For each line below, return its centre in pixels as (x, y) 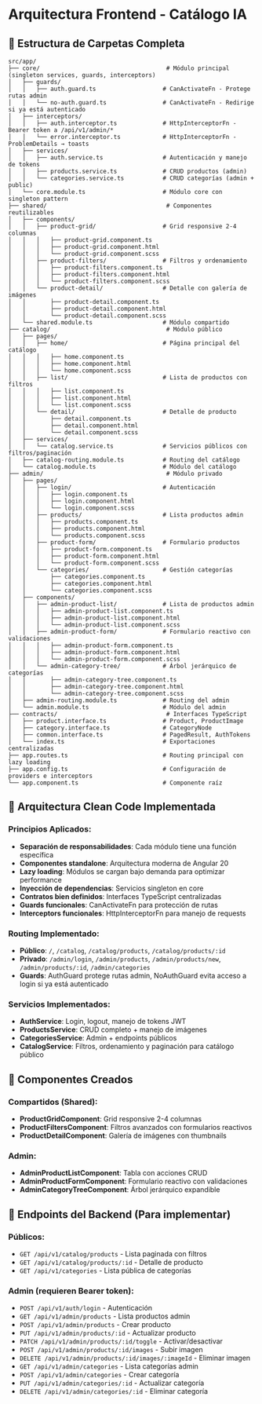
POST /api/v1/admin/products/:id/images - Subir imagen (111, 1350)
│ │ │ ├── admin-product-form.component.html (94, 653)
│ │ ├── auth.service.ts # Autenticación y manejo (127, 158)
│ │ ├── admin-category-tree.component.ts (93, 680)
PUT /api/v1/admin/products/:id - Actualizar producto (107, 1333)
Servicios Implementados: (60, 1004)
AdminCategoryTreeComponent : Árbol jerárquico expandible (120, 1190)
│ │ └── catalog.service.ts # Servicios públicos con (127, 446)
